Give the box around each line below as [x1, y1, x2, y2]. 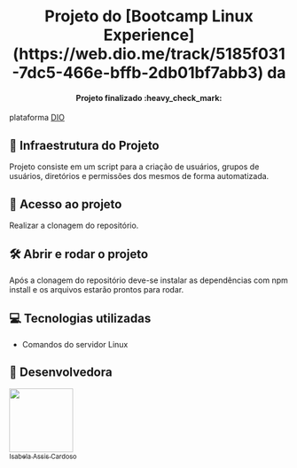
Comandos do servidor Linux [21, 339, 129, 349]
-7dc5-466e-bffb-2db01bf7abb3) [12, 63, 264, 83]
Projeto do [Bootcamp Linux [43, 6, 254, 27]
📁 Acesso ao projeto [9, 197, 122, 212]
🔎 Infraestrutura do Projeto [9, 137, 160, 152]
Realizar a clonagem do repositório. [9, 220, 139, 231]
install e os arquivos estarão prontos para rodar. [9, 284, 184, 294]
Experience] [103, 25, 195, 45]
